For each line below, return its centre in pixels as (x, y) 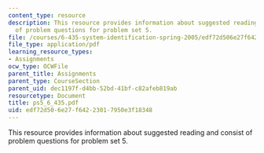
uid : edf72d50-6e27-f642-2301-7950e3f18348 (81, 111)
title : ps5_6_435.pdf (44, 103)
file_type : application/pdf (54, 45)
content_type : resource (47, 15)
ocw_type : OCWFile (38, 67)
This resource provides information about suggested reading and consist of (130, 133)
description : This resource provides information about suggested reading (133, 23)
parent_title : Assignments (52, 74)
